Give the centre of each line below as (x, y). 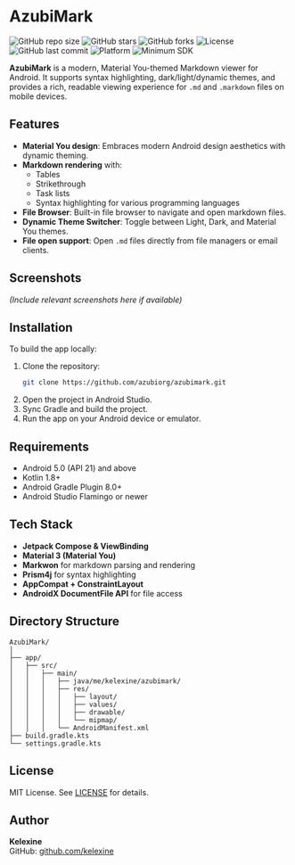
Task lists (53, 193)
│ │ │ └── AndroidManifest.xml (79, 728)
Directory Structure (65, 622)
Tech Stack (41, 525)
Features (34, 124)
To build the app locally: (53, 349)
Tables (48, 174)
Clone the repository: (61, 367)
